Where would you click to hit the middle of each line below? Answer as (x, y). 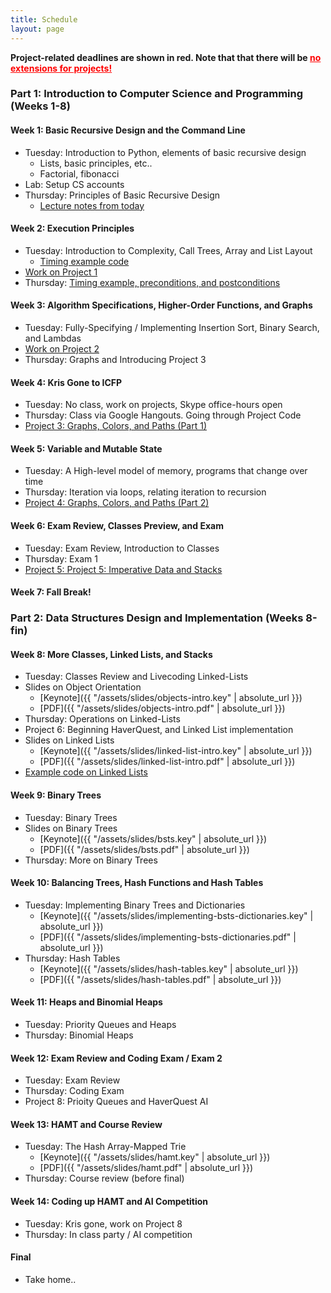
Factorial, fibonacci (79, 173)
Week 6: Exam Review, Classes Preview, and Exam (117, 526)
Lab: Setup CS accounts (74, 184)
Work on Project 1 (61, 272)
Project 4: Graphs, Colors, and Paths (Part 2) (117, 503)
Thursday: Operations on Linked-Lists (102, 719)
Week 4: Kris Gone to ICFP (66, 382)
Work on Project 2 (62, 349)
